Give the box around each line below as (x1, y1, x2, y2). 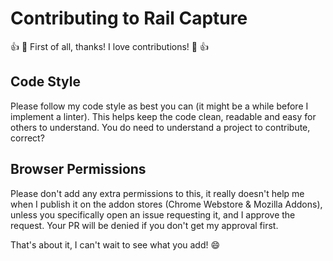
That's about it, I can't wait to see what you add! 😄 (10, 238, 221, 251)
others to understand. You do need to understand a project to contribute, (10, 121, 311, 133)
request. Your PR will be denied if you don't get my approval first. (10, 219, 279, 231)
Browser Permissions (10, 161, 147, 178)
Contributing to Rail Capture (10, 7, 248, 30)
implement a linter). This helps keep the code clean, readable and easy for (10, 110, 317, 122)
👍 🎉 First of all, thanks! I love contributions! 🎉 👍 (10, 40, 209, 52)
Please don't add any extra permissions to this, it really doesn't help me (10, 187, 305, 199)
